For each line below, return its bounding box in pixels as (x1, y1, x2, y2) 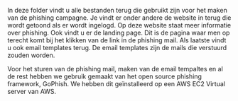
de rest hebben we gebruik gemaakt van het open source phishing (7, 72, 202, 81)
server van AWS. (7, 88, 57, 95)
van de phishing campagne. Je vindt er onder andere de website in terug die (7, 13, 232, 22)
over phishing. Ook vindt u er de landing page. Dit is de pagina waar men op (7, 28, 230, 37)
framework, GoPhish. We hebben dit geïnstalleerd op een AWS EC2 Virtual (7, 80, 226, 88)
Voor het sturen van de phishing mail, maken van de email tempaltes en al (7, 65, 224, 73)
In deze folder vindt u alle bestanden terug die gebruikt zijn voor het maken (7, 6, 227, 14)
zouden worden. (7, 51, 55, 59)
